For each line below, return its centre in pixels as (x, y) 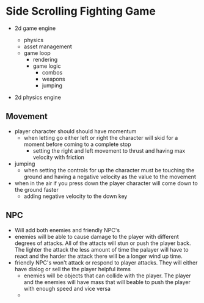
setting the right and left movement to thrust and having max (109, 150)
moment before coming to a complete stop (78, 144)
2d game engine (35, 28)
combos (52, 72)
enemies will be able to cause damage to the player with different (97, 236)
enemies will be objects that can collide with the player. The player (107, 276)
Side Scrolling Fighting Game (81, 11)
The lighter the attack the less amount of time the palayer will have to (101, 249)
